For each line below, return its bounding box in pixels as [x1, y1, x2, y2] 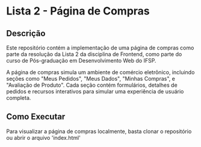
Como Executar [6, 111, 66, 122]
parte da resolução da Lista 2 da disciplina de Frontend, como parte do [6, 51, 182, 58]
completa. [6, 95, 31, 101]
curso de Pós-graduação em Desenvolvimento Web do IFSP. [6, 57, 156, 64]
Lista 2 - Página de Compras [6, 4, 150, 18]
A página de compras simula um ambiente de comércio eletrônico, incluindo [6, 69, 195, 76]
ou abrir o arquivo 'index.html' [6, 134, 81, 141]
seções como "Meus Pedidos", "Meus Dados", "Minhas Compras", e [6, 75, 176, 82]
